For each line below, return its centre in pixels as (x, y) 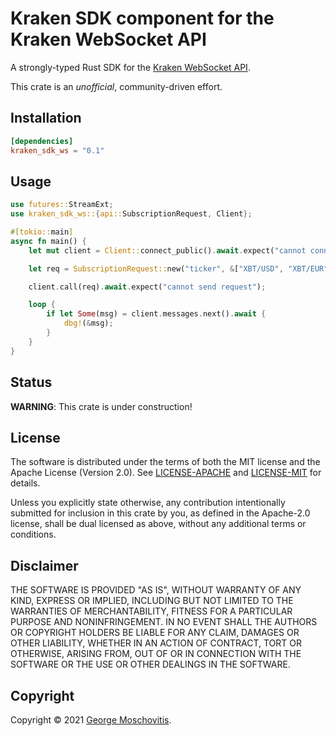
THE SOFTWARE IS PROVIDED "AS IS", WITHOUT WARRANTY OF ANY (156, 590)
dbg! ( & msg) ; (88, 323)
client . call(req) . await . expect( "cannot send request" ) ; (147, 287)
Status (31, 382)
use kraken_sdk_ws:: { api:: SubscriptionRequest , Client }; (131, 214)
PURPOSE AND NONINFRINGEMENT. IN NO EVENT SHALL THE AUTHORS (164, 622)
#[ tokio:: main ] (42, 232)
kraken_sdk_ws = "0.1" (57, 150)
